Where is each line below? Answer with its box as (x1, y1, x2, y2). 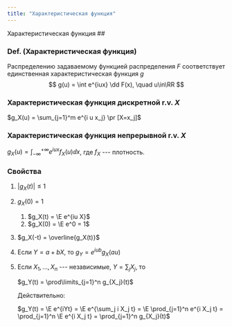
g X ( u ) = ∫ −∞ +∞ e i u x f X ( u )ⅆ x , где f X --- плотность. (7, 146, 145, 157)
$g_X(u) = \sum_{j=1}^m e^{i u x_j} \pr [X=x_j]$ (7, 114, 142, 122)
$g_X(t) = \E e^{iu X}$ (27, 212, 91, 220)
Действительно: (17, 292, 66, 300)
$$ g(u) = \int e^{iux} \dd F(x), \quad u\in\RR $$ (48, 80, 185, 89)
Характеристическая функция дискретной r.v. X (7, 98, 180, 107)
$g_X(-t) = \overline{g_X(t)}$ (17, 233, 100, 241)
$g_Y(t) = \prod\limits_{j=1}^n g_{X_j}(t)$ (17, 278, 134, 286)
